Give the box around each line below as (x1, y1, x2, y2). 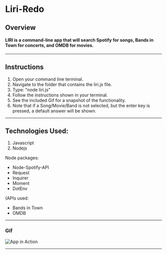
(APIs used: (5, 195, 29, 201)
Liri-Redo (5, 3, 45, 15)
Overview (5, 23, 36, 32)
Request (12, 170, 30, 176)
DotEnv (12, 185, 28, 192)
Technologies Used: (5, 127, 69, 135)
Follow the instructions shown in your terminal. (12, 92, 108, 98)
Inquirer (12, 175, 29, 181)
